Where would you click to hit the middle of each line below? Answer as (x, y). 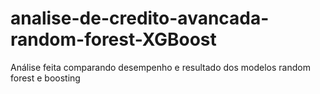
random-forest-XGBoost (113, 39)
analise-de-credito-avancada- (140, 18)
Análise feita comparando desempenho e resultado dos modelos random (160, 67)
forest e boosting (45, 78)
